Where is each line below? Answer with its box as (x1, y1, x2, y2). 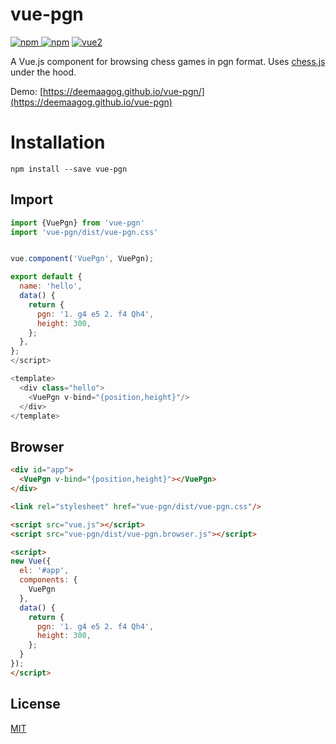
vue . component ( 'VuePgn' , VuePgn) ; (10, 254, 155, 264)
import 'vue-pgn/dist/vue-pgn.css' (10, 227, 159, 237)
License (10, 696, 61, 713)
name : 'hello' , (19, 281, 83, 292)
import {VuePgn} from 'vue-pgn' (10, 218, 145, 228)
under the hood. (10, 66, 77, 78)
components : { (19, 575, 78, 585)
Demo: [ (10, 85, 44, 97)
